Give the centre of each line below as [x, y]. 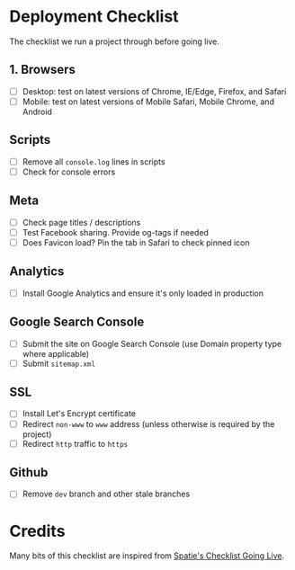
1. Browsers [43, 70]
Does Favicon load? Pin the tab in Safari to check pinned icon [136, 242]
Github [29, 472]
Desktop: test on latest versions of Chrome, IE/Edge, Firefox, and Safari [154, 91]
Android [37, 111]
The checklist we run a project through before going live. [115, 41]
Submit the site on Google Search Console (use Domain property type [152, 343]
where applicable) [56, 353]
